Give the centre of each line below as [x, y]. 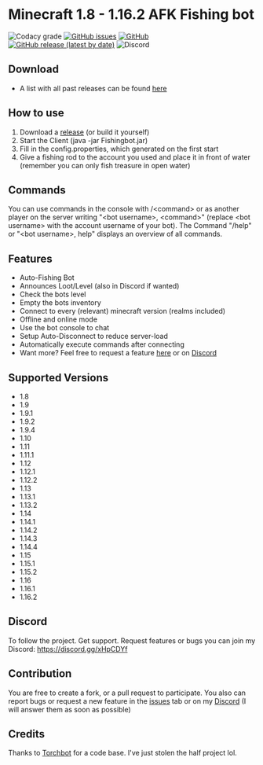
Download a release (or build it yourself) [84, 132]
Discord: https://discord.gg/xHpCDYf [68, 649]
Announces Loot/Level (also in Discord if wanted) [99, 286]
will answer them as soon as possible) [69, 709]
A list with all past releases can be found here [93, 88]
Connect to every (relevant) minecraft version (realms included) [122, 311]
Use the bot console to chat [64, 328]
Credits [27, 734]
